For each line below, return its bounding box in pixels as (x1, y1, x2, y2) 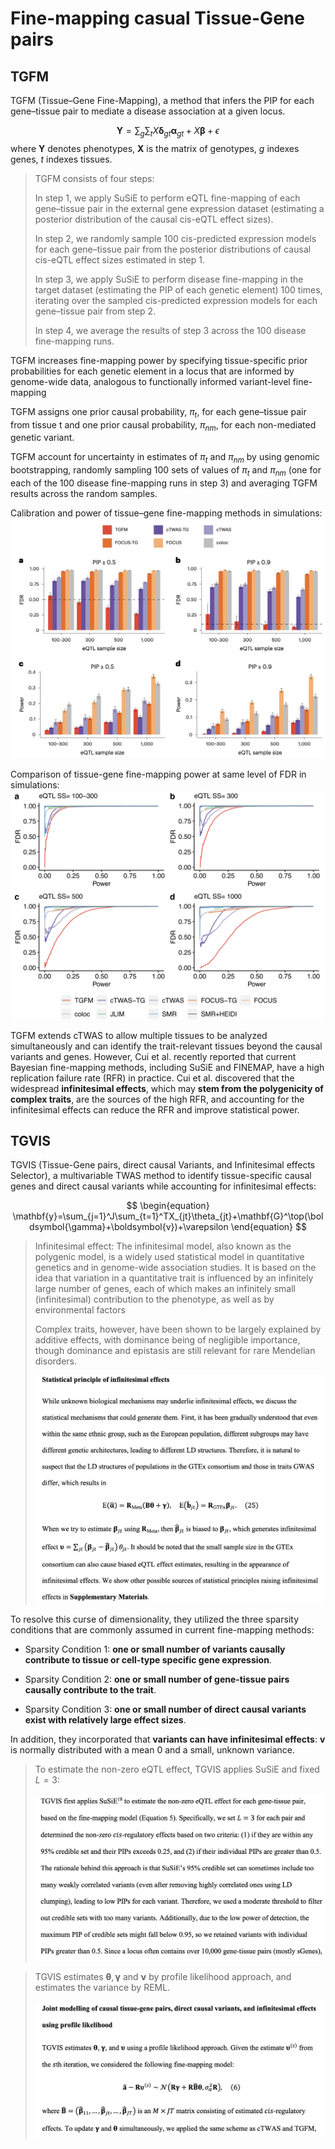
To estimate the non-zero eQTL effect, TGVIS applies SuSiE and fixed (34, 1763, 320, 1776)
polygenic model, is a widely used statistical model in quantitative (34, 1251, 305, 1263)
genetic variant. (10, 432, 75, 444)
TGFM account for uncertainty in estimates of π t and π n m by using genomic (10, 451, 320, 466)
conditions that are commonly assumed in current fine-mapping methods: (10, 1624, 315, 1636)
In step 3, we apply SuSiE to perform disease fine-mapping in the (34, 273, 304, 285)
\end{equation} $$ (230, 1221, 307, 1233)
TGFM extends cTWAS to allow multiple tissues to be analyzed (10, 1029, 268, 1041)
